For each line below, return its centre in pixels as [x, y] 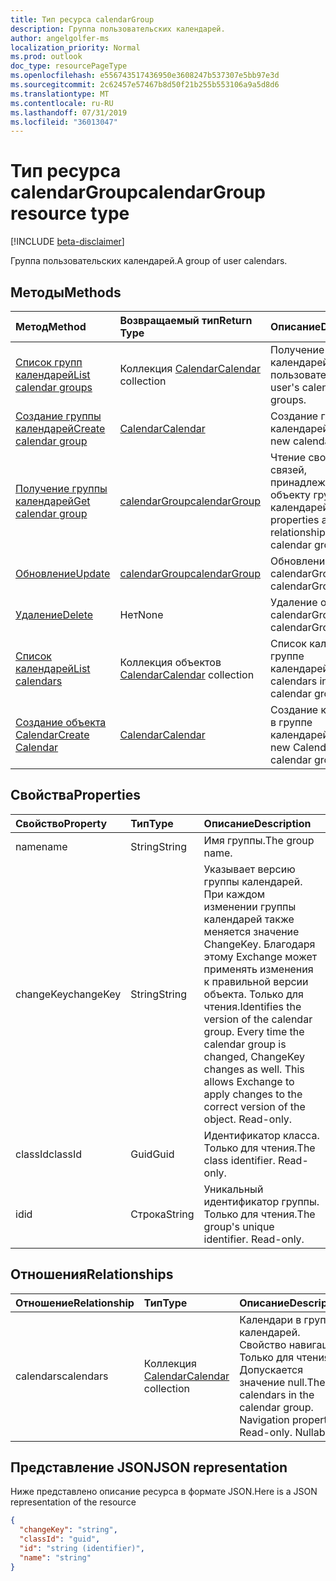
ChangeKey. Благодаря [259, 944]
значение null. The [282, 1382]
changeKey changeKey [68, 994]
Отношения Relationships [92, 1274]
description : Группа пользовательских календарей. [118, 29]
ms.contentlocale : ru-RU [62, 103]
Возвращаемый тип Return [186, 320]
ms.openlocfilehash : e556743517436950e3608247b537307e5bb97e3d [145, 76]
